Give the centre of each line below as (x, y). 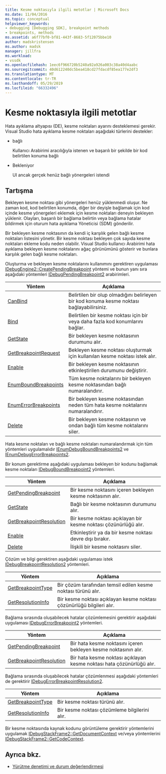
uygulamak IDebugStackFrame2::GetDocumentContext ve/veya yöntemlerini (83, 734)
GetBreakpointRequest (34, 353)
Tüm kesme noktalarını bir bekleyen (110, 378)
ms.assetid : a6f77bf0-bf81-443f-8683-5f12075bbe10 (58, 38)
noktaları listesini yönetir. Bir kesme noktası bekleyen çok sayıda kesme (78, 239)
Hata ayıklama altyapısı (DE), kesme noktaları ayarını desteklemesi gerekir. (81, 126)
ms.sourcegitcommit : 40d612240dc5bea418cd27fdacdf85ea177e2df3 (72, 70)
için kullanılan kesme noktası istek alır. (113, 356)
